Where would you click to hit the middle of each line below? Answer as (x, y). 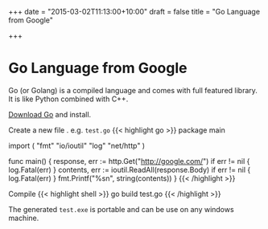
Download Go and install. (50, 114)
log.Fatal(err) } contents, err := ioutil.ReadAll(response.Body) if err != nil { (130, 170)
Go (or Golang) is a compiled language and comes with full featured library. (133, 90)
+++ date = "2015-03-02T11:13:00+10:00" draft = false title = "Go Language (134, 12)
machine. (24, 218)
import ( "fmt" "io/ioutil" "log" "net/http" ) (77, 145)
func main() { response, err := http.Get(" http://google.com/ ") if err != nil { (129, 161)
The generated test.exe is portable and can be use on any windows (122, 209)
